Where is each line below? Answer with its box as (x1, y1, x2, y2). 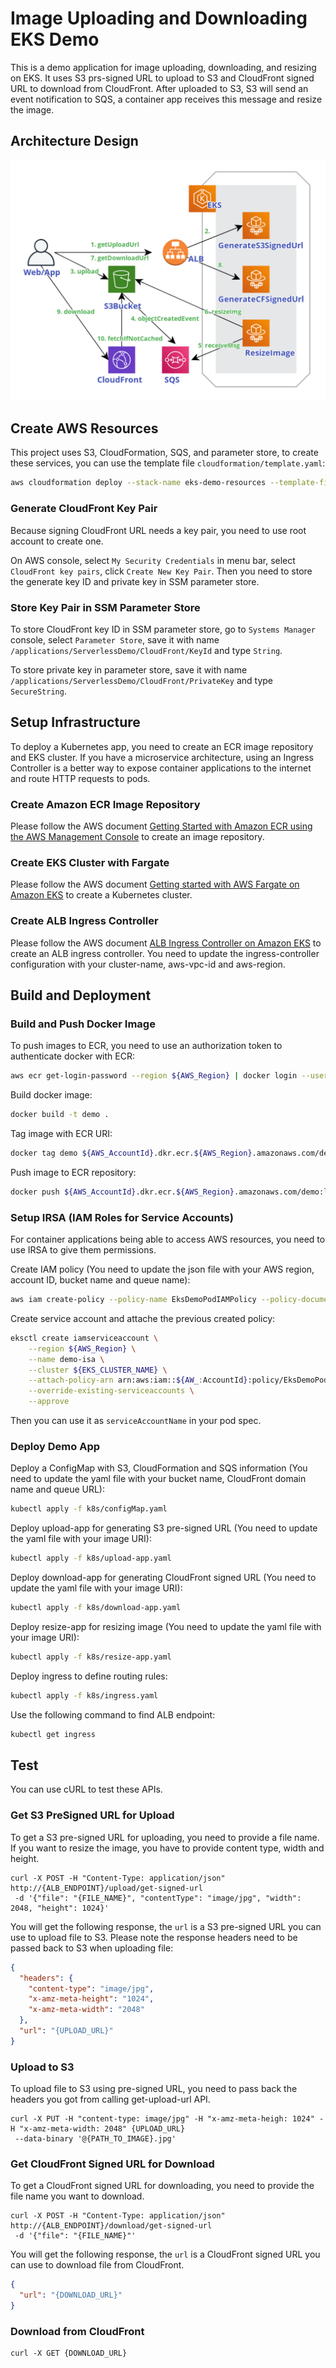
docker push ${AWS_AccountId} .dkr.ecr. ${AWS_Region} (10, 1187, 235, 1197)
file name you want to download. (10, 2190, 145, 2202)
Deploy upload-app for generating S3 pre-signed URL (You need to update (10, 1522, 318, 1534)
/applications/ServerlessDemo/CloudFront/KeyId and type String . (10, 644, 283, 656)
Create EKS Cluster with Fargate (10, 855, 170, 869)
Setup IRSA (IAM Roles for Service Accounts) (10, 1210, 234, 1224)
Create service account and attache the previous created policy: (10, 1312, 276, 1324)
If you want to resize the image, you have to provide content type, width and (10, 1842, 325, 1854)
